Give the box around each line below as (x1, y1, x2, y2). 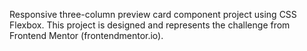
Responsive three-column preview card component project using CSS (9, 9, 297, 20)
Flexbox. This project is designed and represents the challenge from (9, 19, 291, 31)
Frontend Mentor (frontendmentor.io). (9, 30, 164, 41)
